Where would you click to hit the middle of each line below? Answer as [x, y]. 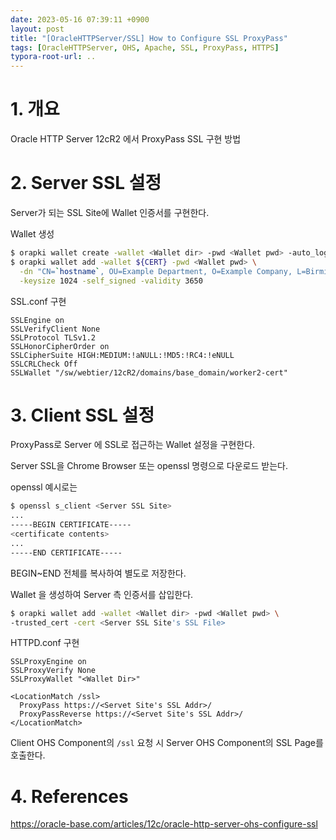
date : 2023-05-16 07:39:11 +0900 [80, 19]
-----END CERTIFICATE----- [66, 552]
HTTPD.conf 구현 [45, 643]
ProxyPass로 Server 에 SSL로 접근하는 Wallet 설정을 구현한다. [133, 445]
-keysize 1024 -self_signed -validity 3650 [111, 281]
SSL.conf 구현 [38, 301]
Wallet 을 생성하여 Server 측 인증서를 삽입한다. [102, 594]
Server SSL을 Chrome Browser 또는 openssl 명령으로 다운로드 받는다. [149, 466]
